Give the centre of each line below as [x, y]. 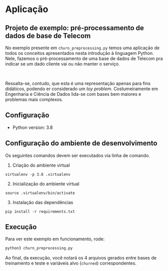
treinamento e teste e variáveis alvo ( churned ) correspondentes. [71, 263]
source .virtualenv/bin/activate [40, 193]
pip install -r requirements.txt [40, 212]
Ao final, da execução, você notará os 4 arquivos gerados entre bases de [81, 258]
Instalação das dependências [43, 202]
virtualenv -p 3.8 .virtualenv [38, 174]
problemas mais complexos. [34, 99]
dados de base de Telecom [48, 36]
